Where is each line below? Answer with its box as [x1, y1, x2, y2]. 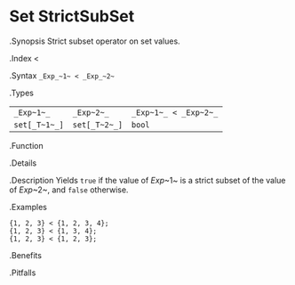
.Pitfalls [9, 267, 36, 278]
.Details [9, 158, 37, 168]
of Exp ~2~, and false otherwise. [9, 184, 129, 195]
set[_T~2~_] [72, 119, 124, 130]
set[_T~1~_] [13, 119, 65, 130]
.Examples [9, 201, 47, 212]
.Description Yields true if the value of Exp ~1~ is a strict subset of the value [9, 175, 286, 185]
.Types [9, 87, 34, 98]
